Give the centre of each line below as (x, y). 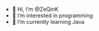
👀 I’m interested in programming (53, 15)
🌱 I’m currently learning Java (48, 22)
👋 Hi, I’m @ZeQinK (35, 9)
